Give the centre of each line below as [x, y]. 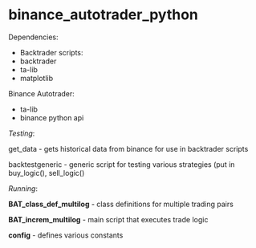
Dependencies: [33, 37]
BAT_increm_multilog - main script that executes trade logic [108, 219]
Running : [23, 188]
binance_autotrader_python [104, 15]
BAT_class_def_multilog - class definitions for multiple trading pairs [121, 204]
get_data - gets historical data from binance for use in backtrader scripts [128, 148]
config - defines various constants [66, 235]
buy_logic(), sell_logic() [47, 173]
